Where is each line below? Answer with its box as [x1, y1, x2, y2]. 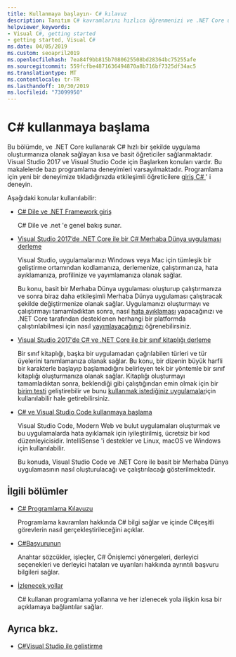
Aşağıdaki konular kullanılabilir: [7, 194, 97, 202]
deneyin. [7, 180, 33, 189]
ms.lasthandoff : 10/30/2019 [7, 82, 90, 90]
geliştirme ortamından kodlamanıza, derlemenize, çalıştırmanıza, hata [17, 264, 218, 272]
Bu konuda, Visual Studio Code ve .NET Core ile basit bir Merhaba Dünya [17, 458, 229, 466]
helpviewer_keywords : [7, 23, 71, 30]
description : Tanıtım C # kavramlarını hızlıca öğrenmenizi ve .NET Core [7, 17, 225, 24]
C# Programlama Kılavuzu [17, 504, 93, 512]
